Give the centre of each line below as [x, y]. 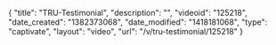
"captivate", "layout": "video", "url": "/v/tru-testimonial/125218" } [126, 31]
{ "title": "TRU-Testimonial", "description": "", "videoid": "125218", [128, 13]
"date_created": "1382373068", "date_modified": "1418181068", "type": [138, 22]
